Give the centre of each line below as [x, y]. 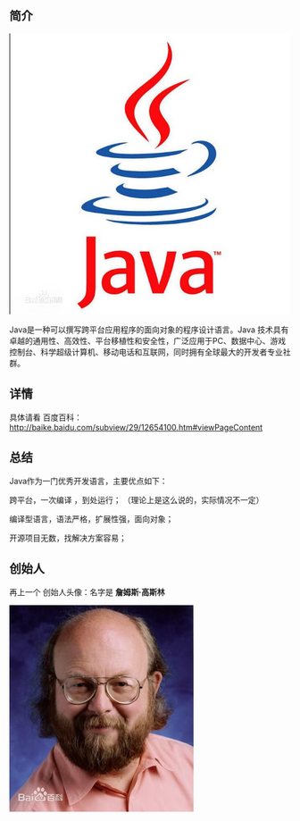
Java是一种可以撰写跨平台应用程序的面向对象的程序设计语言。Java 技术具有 [149, 330]
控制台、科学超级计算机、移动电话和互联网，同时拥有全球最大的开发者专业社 [150, 352]
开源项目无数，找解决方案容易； [68, 538]
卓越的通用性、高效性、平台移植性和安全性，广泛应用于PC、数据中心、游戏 [148, 341]
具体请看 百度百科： [46, 417]
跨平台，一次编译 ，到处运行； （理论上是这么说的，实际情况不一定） [137, 499]
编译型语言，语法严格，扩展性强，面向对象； [92, 519]
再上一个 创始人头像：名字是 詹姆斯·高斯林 [87, 591]
